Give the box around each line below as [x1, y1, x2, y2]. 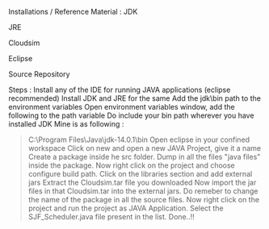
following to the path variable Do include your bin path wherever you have [8, 110, 254, 120]
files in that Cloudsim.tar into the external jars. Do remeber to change [27, 186, 258, 196]
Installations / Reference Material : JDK [8, 7, 138, 16]
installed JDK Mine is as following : [8, 119, 124, 128]
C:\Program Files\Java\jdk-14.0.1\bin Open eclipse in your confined [27, 135, 250, 144]
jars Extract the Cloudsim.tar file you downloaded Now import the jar [27, 177, 257, 187]
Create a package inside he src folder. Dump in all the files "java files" [27, 152, 261, 161]
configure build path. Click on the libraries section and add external [27, 169, 253, 178]
